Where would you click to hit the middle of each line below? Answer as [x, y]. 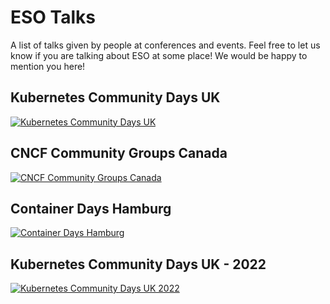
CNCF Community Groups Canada [119, 153]
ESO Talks [53, 17]
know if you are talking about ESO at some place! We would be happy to [159, 55]
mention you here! [48, 66]
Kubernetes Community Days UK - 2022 [138, 264]
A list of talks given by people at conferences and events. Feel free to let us [165, 45]
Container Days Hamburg [91, 208]
